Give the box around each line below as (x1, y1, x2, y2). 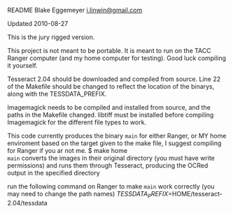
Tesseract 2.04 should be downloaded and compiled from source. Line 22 (7, 75, 221, 83)
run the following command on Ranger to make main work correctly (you (7, 182, 215, 191)
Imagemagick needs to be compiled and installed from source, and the (7, 103, 211, 111)
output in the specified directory (7, 169, 100, 177)
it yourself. (7, 61, 38, 69)
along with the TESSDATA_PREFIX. (7, 90, 107, 98)
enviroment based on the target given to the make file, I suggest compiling (7, 139, 222, 147)
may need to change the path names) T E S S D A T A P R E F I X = (7, 190, 173, 200)
